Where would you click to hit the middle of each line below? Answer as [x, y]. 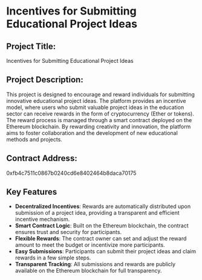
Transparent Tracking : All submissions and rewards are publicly [95, 264]
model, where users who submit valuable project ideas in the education [95, 107]
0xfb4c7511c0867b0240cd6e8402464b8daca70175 [71, 173]
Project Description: [45, 80]
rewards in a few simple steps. [53, 258]
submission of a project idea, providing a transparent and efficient [97, 213]
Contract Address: [42, 158]
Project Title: [31, 46]
